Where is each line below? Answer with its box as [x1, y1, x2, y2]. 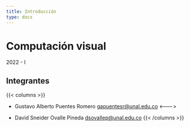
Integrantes [6, 76, 50, 86]
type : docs [6, 14, 33, 20]
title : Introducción [6, 8, 57, 15]
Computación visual [6, 39, 106, 53]
